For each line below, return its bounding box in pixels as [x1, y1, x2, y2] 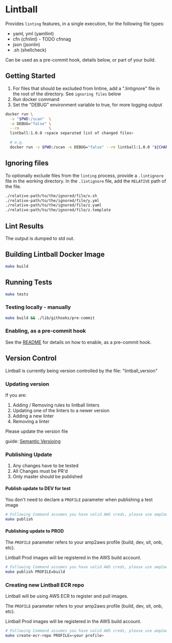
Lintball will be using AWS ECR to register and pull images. [5, 593, 128, 599]
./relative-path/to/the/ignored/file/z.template [5, 208, 111, 213]
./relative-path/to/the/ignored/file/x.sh [5, 193, 97, 198]
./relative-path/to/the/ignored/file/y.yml [5, 198, 100, 203]
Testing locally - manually [5, 304, 71, 311]
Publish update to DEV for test [5, 485, 71, 491]
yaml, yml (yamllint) [12, 30, 54, 36]
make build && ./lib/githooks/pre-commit [5, 315, 95, 320]
